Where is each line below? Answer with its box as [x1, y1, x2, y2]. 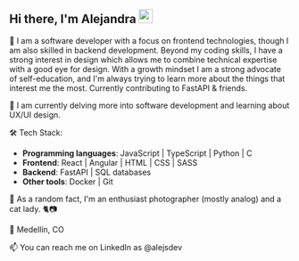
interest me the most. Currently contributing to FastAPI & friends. [9, 82, 248, 94]
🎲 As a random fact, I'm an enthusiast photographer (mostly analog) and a [9, 193, 282, 204]
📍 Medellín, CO [9, 224, 65, 234]
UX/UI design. [9, 109, 61, 120]
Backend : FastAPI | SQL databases [21, 167, 152, 177]
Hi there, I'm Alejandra [9, 12, 137, 27]
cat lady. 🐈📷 [9, 203, 58, 214]
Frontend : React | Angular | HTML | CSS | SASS [21, 157, 198, 167]
